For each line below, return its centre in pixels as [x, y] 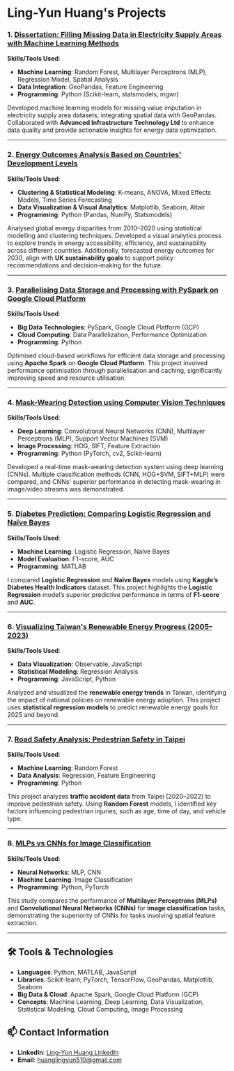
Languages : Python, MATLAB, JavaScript [77, 973]
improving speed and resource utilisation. [67, 378]
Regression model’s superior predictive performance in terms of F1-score [113, 594]
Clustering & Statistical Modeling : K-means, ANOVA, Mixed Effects [114, 192]
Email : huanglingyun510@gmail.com [69, 1060]
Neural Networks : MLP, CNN [59, 872]
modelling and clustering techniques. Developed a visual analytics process [114, 235]
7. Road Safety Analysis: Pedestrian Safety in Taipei [96, 739]
